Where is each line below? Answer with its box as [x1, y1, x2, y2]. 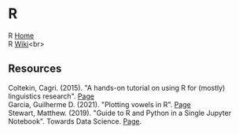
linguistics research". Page [8, 91, 94, 101]
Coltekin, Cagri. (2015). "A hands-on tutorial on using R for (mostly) [8, 83, 226, 92]
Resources [8, 62, 62, 76]
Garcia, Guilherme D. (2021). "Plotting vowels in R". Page [8, 99, 191, 109]
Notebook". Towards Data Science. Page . [8, 116, 142, 126]
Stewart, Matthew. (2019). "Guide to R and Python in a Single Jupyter [8, 108, 232, 117]
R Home [8, 31, 35, 40]
